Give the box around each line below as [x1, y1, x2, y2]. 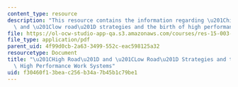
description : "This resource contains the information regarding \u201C [7, 17, 227, 24]
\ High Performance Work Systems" [13, 62, 115, 69]
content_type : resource [7, 10, 78, 18]
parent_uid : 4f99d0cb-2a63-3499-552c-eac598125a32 [7, 43, 160, 50]
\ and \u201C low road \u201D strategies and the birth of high [13, 23, 201, 30]
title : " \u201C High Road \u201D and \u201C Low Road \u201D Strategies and [7, 56, 227, 63]
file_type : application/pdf [7, 36, 91, 43]
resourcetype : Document [7, 50, 78, 57]
